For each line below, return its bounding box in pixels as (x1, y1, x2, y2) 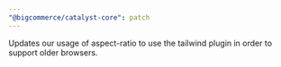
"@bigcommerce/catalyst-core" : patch (8, 13, 150, 22)
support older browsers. (8, 46, 98, 58)
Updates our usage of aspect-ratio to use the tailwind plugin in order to (8, 38, 272, 48)
